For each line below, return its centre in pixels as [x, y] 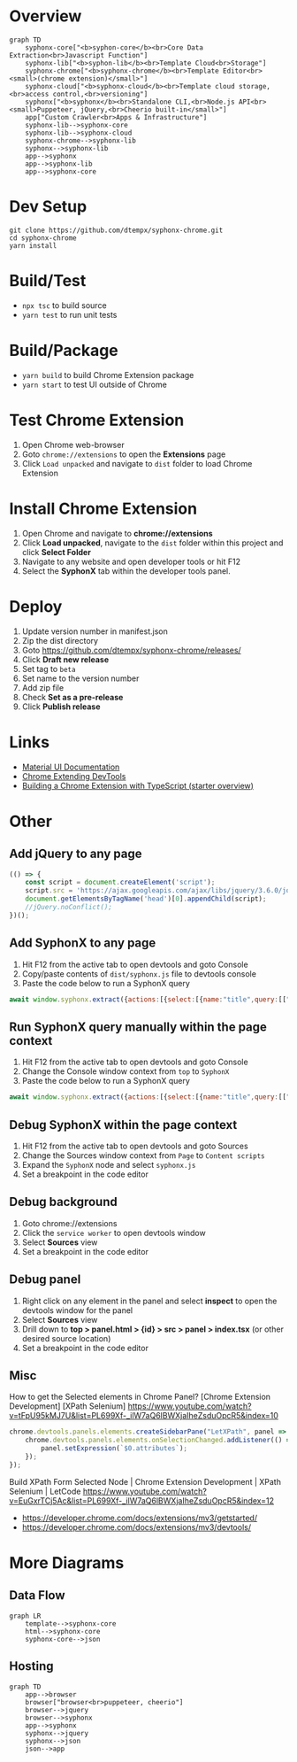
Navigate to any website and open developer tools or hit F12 [131, 561]
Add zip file [43, 687]
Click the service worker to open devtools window [114, 1233]
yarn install [33, 245]
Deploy [36, 606]
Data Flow [37, 1596]
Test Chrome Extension [97, 420]
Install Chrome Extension [103, 509]
